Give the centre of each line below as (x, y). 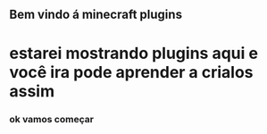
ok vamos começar (51, 119)
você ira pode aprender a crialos (131, 72)
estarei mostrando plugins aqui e (134, 53)
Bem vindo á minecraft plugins (96, 15)
